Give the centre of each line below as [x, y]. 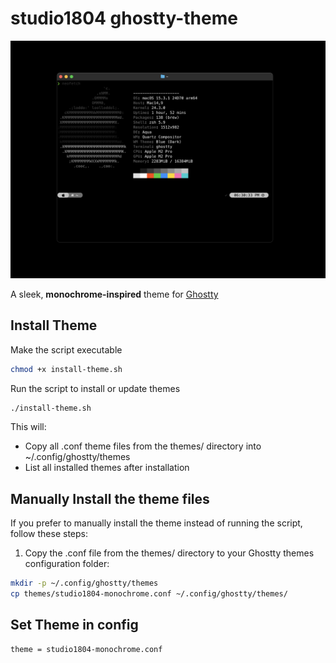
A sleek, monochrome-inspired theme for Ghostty [114, 294]
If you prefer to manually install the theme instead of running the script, [156, 523]
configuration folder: [67, 564]
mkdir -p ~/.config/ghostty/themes [84, 583]
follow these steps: [49, 534]
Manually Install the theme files [110, 498]
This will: [28, 427]
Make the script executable [66, 349]
